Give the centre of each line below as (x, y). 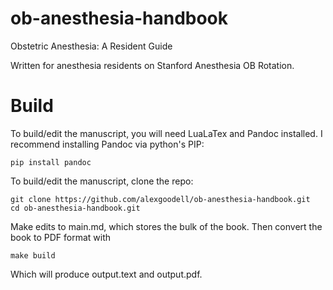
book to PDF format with (61, 237)
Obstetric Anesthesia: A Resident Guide (91, 46)
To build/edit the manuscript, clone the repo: (102, 181)
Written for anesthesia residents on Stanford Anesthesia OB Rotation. (152, 65)
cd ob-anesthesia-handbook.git (75, 208)
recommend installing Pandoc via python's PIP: (107, 144)
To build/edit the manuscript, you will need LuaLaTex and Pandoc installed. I (166, 133)
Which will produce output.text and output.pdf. (106, 274)
